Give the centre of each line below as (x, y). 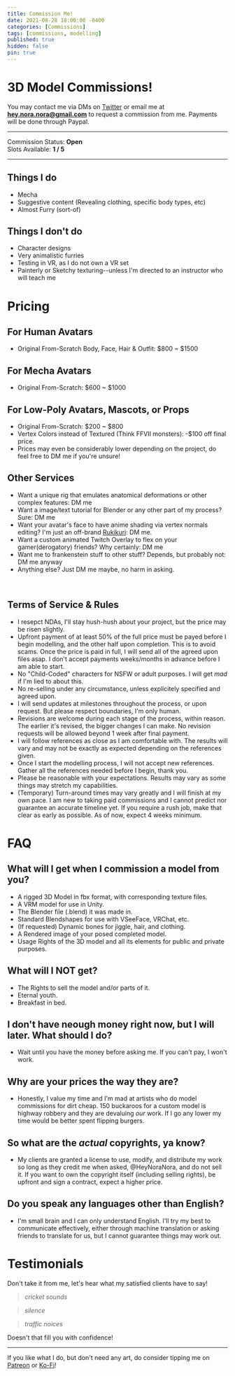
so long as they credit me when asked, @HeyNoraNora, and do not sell (120, 1167)
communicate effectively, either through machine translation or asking (118, 1228)
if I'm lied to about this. (50, 681)
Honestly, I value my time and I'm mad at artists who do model (107, 1098)
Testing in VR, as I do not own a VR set (73, 263)
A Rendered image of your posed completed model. (92, 934)
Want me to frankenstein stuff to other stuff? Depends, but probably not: (121, 554)
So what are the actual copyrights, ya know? (106, 1143)
